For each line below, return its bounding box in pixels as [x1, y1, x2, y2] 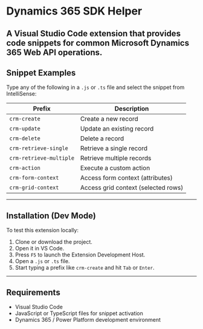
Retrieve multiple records [80, 154, 152, 163]
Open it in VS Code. [14, 245, 65, 252]
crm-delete [9, 135, 40, 142]
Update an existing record [80, 125, 154, 133]
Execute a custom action [80, 164, 150, 172]
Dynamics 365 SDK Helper [6, 4, 143, 18]
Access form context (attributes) [80, 174, 173, 182]
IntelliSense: [6, 90, 37, 97]
